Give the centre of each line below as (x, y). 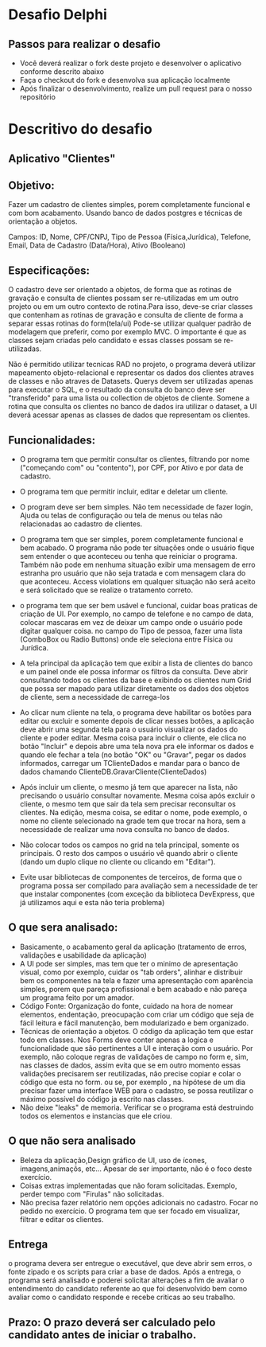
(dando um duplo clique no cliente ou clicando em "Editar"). (118, 862)
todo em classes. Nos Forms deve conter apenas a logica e (117, 1040)
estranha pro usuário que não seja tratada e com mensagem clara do (133, 573)
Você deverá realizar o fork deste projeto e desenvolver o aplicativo (131, 63)
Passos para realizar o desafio (85, 44)
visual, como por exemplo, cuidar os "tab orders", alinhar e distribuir (131, 972)
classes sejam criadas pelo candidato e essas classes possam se (115, 341)
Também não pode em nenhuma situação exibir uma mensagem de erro (137, 565)
